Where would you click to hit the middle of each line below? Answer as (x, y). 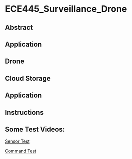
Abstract (19, 28)
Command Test (21, 151)
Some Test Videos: (35, 129)
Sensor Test (17, 141)
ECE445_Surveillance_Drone (66, 9)
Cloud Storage (28, 78)
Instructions (24, 113)
